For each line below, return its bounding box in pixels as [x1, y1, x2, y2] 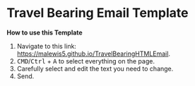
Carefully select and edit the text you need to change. [16, 64, 174, 73]
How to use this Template [6, 28, 83, 37]
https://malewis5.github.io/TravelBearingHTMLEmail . [16, 49, 171, 58]
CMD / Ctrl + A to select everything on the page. [16, 56, 155, 65]
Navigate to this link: [16, 42, 77, 50]
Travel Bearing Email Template [6, 5, 189, 21]
